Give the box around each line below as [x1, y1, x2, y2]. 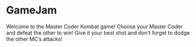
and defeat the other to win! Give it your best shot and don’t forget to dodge [6, 29, 190, 36]
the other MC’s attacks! [6, 35, 63, 42]
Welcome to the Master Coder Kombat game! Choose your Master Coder [6, 23, 183, 30]
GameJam [6, 4, 57, 17]
